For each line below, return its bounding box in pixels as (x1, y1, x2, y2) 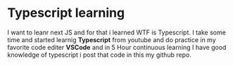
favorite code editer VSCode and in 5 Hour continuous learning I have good (7, 43, 227, 51)
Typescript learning (7, 5, 125, 21)
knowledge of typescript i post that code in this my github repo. (7, 51, 191, 59)
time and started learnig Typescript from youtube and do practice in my (7, 35, 216, 44)
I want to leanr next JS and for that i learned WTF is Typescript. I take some (7, 28, 227, 37)
